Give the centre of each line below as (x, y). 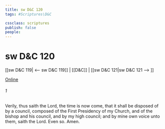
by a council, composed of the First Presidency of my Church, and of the (79, 111)
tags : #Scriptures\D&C (28, 14)
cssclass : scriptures (27, 23)
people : (13, 32)
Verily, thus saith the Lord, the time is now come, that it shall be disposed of (82, 106)
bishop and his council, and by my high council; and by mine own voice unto (82, 116)
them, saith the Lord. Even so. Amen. (43, 122)
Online (12, 79)
